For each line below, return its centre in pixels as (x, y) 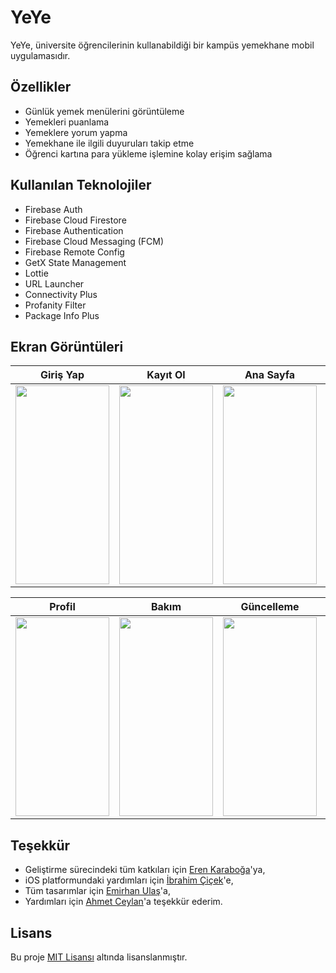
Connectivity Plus (61, 294)
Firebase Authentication (74, 230)
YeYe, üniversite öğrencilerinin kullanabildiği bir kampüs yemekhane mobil (162, 45)
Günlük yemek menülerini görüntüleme (104, 111)
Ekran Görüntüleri (67, 346)
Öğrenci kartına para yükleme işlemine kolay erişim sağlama (148, 153)
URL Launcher (54, 283)
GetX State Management (75, 262)
